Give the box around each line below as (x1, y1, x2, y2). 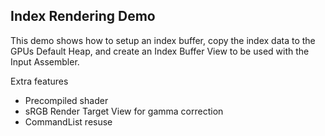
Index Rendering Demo (10, 8, 156, 25)
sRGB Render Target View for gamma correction (24, 105, 224, 117)
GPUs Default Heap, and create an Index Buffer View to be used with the (10, 45, 310, 57)
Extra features (10, 75, 69, 87)
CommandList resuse (24, 115, 113, 128)
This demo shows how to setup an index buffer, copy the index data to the (10, 34, 316, 46)
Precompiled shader (24, 94, 109, 106)
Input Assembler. (10, 55, 80, 68)
